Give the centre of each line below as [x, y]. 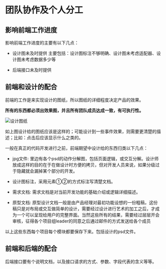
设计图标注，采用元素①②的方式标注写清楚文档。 [64, 181]
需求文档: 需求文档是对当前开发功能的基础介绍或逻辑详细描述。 [76, 192]
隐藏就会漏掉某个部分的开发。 [47, 171]
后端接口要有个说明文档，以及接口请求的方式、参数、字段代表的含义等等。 [81, 261]
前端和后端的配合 [31, 248]
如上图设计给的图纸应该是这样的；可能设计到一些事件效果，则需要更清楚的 [81, 131]
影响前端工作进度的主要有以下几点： [42, 43]
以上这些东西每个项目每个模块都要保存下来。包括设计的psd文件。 [72, 231]
